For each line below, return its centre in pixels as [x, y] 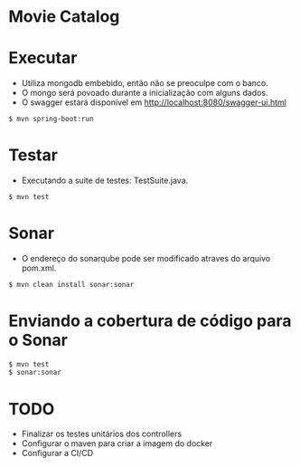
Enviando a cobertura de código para [150, 321]
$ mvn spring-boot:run [51, 119]
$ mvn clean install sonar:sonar [71, 284]
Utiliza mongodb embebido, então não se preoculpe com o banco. [145, 83]
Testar [33, 155]
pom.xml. [39, 268]
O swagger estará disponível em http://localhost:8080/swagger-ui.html [154, 102]
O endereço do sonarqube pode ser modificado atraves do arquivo [146, 258]
